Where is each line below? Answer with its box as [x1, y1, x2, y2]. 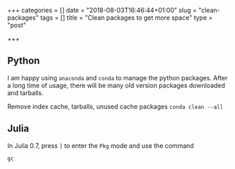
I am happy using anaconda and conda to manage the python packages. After [7, 73, 228, 82]
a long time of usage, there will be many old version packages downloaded [7, 81, 226, 89]
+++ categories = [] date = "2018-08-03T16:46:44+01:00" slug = [7, 6, 198, 14]
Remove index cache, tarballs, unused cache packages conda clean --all [7, 102, 224, 111]
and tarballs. [7, 88, 44, 97]
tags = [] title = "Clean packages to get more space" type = [40, 13, 213, 22]
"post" [7, 21, 26, 29]
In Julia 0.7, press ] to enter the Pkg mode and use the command [7, 141, 194, 150]
